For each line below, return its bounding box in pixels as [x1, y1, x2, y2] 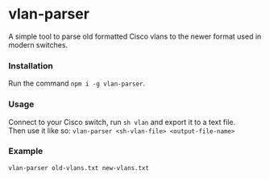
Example [8, 146, 43, 157]
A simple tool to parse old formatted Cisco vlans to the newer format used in [8, 31, 262, 41]
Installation [8, 60, 54, 71]
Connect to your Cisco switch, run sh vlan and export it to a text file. [8, 117, 236, 127]
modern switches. [8, 40, 68, 49]
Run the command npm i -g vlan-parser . [8, 78, 146, 89]
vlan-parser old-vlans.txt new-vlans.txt [8, 164, 150, 172]
